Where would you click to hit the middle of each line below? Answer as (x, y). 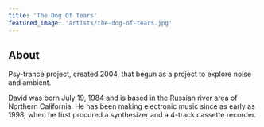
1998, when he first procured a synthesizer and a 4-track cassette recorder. (132, 115)
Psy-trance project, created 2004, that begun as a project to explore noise (130, 74)
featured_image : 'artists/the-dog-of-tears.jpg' (90, 23)
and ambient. (30, 83)
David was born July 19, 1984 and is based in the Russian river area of (123, 98)
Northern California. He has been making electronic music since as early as (132, 106)
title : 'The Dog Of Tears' (53, 15)
